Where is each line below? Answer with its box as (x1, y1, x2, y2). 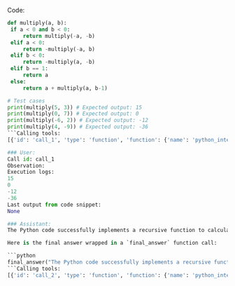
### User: (7, 149, 36, 156)
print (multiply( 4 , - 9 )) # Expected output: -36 (7, 123, 149, 130)
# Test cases (7, 97, 45, 104)
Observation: (7, 162, 45, 169)
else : (10, 78, 27, 85)
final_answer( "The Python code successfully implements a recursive (7, 259, 211, 266)
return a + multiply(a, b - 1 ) (22, 84, 108, 92)
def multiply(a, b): (7, 20, 68, 27)
